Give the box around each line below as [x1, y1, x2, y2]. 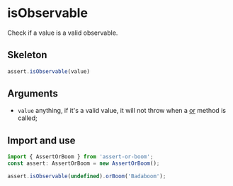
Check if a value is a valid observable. [7, 28, 118, 37]
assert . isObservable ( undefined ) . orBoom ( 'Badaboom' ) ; [7, 173, 166, 180]
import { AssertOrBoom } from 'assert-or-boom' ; [7, 153, 154, 160]
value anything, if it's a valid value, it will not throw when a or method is [17, 106, 227, 115]
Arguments [7, 87, 59, 100]
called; [17, 114, 38, 122]
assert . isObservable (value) [7, 67, 91, 75]
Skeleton [7, 49, 47, 61]
